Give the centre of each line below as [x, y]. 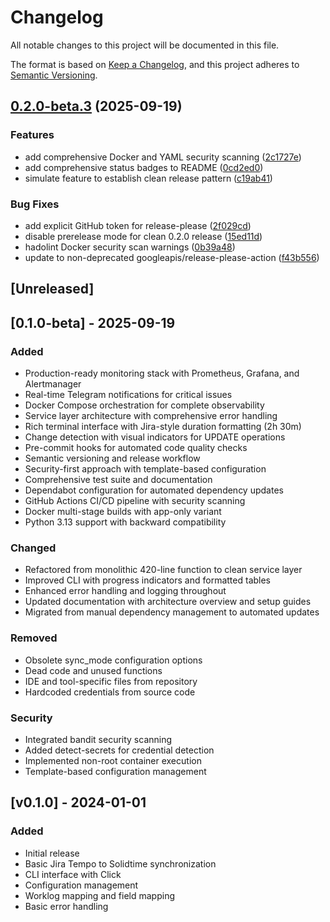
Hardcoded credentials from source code [110, 692]
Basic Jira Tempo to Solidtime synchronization [120, 863]
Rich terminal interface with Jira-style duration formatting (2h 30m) [163, 426]
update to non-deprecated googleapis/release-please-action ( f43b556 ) [172, 257]
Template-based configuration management [115, 771]
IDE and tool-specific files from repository [111, 681]
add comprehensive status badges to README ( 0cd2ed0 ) [144, 167]
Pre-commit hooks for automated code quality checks [136, 447]
